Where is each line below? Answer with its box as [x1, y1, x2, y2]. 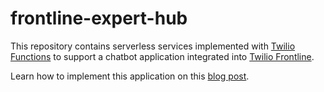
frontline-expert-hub [10, 7, 188, 30]
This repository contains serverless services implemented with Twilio [10, 40, 296, 52]
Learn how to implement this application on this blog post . [10, 70, 250, 82]
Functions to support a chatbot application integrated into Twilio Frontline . [10, 50, 315, 62]
